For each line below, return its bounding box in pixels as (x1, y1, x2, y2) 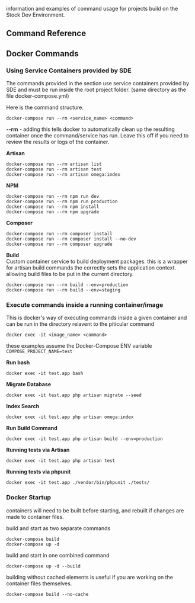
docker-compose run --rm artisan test (6, 166, 102, 172)
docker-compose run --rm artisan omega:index (6, 172, 120, 178)
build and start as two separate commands (6, 524, 111, 532)
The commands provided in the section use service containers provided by (6, 80, 190, 87)
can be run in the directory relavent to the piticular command (6, 320, 155, 328)
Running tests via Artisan (6, 447, 70, 454)
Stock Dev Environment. (6, 11, 65, 18)
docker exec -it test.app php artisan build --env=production (6, 436, 163, 442)
